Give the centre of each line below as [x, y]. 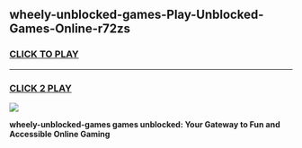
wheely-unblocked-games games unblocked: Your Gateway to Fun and [145, 124]
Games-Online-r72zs [70, 29]
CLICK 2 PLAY [40, 88]
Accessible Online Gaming [60, 134]
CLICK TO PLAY [44, 55]
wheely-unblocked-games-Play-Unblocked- [137, 15]
